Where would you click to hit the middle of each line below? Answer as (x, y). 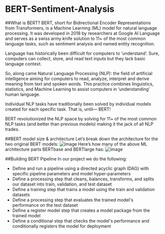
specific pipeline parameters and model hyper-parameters (71, 173)
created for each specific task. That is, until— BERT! (58, 109)
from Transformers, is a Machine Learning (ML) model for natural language (81, 28)
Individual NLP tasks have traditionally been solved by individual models (78, 104)
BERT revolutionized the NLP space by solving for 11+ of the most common (81, 118)
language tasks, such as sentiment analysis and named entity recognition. (80, 43)
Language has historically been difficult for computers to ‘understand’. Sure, (82, 53)
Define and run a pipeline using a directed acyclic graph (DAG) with (81, 168)
